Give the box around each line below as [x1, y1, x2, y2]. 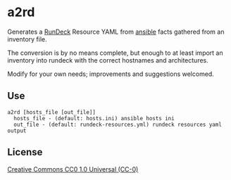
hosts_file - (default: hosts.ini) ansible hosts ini [13, 115, 175, 122]
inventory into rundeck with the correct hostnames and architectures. [7, 56, 209, 64]
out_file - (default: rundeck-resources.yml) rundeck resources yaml [13, 121, 222, 128]
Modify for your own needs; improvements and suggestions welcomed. [7, 70, 215, 78]
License [7, 146, 43, 158]
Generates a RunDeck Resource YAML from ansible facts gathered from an [7, 27, 225, 36]
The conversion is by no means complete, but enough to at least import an [7, 49, 223, 57]
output [7, 127, 27, 134]
